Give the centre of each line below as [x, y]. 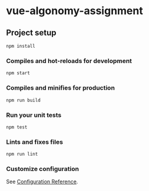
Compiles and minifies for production [60, 88]
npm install [21, 46]
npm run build [24, 100]
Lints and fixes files [35, 141]
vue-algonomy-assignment [74, 11]
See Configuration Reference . [42, 182]
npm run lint [22, 154]
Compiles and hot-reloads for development [69, 61]
